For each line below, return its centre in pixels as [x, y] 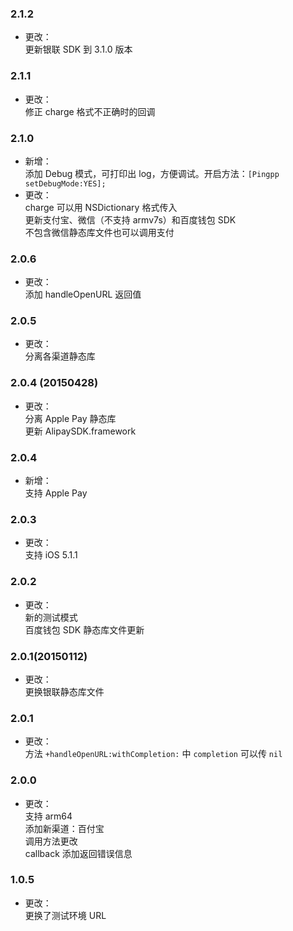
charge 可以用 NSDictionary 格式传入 [101, 207]
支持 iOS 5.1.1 [51, 555]
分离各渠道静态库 [60, 356]
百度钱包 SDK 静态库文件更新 [84, 629]
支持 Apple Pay [56, 493]
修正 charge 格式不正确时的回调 [90, 111]
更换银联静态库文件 [64, 691]
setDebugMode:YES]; [65, 183]
